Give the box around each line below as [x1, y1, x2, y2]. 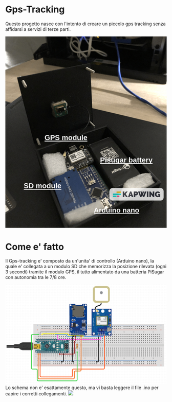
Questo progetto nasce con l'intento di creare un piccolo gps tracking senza [5, 21, 166, 27]
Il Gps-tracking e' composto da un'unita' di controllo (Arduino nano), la [5, 258, 155, 264]
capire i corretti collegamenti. [5, 391, 68, 397]
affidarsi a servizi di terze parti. [5, 26, 71, 32]
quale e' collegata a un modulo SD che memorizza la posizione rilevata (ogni [5, 264, 167, 270]
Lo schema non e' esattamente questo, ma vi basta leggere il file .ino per [5, 384, 159, 391]
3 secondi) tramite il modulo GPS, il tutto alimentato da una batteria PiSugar [5, 269, 164, 275]
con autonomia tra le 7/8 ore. [5, 274, 67, 281]
